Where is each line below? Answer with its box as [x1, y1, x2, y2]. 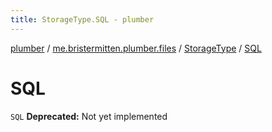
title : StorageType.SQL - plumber [10, 14, 155, 25]
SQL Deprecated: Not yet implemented [10, 110, 168, 122]
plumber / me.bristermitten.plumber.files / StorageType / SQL [10, 42, 262, 54]
